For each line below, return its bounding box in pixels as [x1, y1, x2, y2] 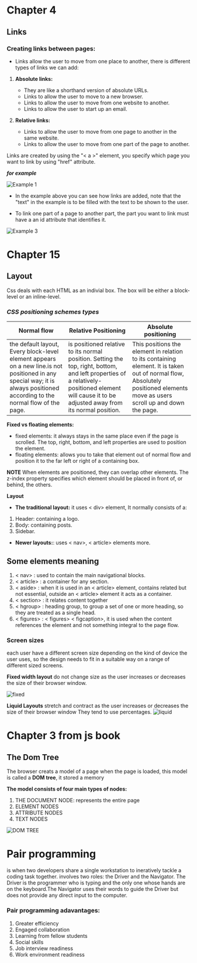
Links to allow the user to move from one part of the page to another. [23, 140, 190, 147]
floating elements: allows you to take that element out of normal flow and [15, 451, 191, 458]
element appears [9, 355, 56, 363]
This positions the [132, 340, 181, 348]
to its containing [132, 355, 177, 363]
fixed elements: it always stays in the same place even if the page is [15, 432, 179, 440]
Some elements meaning [6, 556, 99, 566]
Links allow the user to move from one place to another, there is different [15, 57, 191, 65]
